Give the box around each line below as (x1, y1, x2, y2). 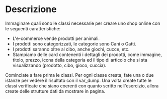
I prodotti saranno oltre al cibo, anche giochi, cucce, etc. (12, 46, 130, 52)
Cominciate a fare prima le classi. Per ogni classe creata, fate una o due (5, 72, 154, 78)
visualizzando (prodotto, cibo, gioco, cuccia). (12, 62, 107, 68)
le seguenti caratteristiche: (5, 25, 61, 31)
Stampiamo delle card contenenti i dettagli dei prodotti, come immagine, (12, 52, 162, 58)
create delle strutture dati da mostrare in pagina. (5, 88, 106, 94)
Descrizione (5, 4, 57, 15)
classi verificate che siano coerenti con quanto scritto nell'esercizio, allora (5, 82, 159, 89)
